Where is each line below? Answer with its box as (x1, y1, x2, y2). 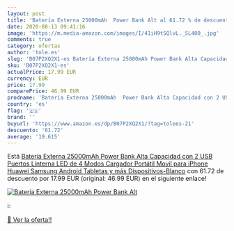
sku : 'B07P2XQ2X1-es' (7, 62, 70, 69)
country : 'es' (7, 101, 49, 108)
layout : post (7, 10, 45, 17)
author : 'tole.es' (7, 49, 61, 56)
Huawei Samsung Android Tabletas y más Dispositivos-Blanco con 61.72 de (7, 167, 224, 175)
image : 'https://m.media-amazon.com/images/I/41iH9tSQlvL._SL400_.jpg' (7, 29, 219, 37)
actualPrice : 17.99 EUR (7, 68, 77, 75)
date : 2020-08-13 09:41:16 (7, 23, 86, 30)
